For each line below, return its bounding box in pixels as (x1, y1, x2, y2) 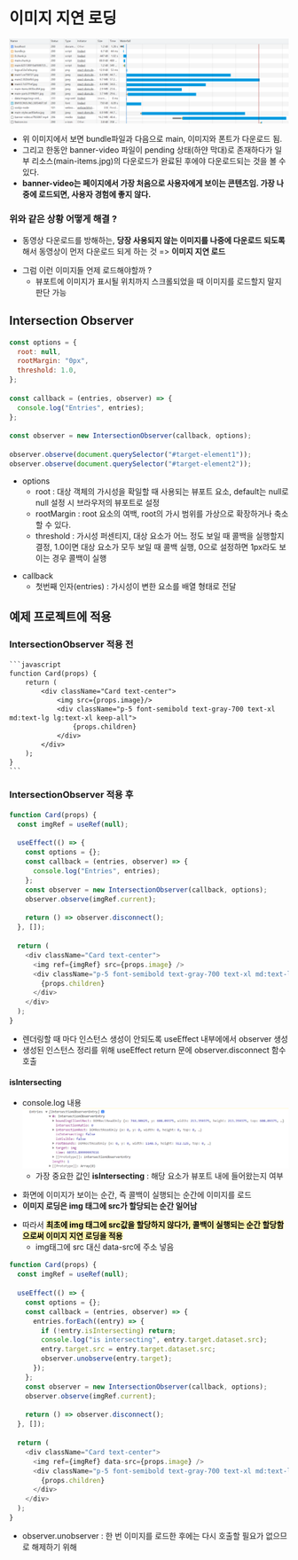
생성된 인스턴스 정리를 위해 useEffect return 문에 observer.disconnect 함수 (21, 1044, 286, 1055)
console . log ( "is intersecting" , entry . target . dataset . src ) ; (41, 1335, 268, 1344)
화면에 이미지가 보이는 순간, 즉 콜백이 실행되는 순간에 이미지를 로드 (21, 1190, 252, 1201)
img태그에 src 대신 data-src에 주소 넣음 (35, 1241, 175, 1252)
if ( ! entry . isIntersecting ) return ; (41, 1326, 176, 1335)
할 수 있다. (35, 519, 72, 530)
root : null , (17, 347, 62, 356)
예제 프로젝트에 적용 (9, 610, 112, 625)
